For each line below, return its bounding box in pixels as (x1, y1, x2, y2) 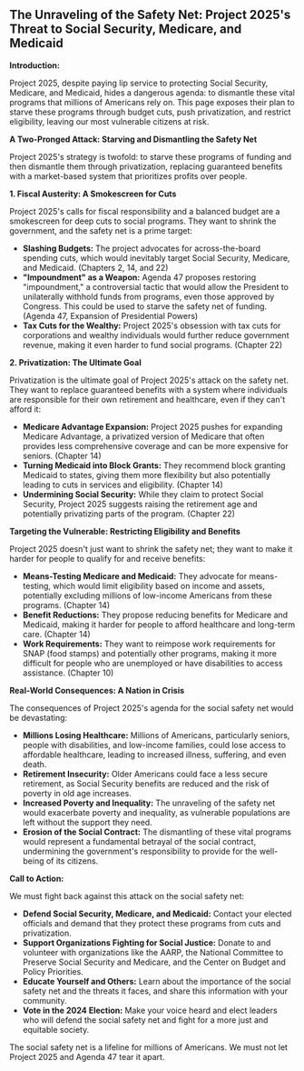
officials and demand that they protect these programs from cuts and (22, 917, 281, 928)
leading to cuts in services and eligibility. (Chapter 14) (22, 479, 224, 490)
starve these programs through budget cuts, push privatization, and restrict (9, 106, 291, 117)
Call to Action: (9, 873, 64, 884)
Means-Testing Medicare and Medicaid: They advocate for (22, 570, 248, 581)
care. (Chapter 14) (22, 628, 91, 639)
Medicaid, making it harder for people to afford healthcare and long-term (22, 618, 296, 630)
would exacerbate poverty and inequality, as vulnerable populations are (22, 806, 290, 817)
